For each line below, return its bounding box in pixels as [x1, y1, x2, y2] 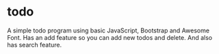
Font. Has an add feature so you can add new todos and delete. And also [7, 33, 213, 41]
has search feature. [7, 40, 62, 49]
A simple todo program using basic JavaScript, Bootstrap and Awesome [7, 26, 210, 34]
